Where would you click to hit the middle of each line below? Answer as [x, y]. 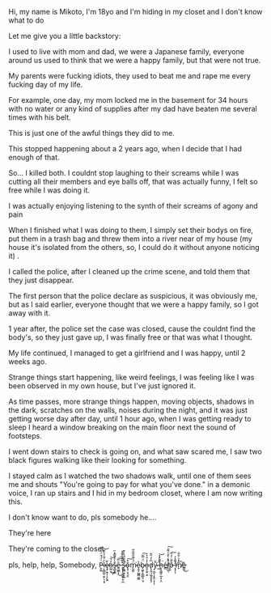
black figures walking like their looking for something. [97, 460]
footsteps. [25, 436]
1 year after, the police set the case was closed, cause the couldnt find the [132, 328]
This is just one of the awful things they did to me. [92, 133]
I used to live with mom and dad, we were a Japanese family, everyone [127, 51]
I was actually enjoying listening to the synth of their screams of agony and [133, 206]
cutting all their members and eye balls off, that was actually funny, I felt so [133, 182]
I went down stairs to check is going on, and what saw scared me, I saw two [135, 451]
